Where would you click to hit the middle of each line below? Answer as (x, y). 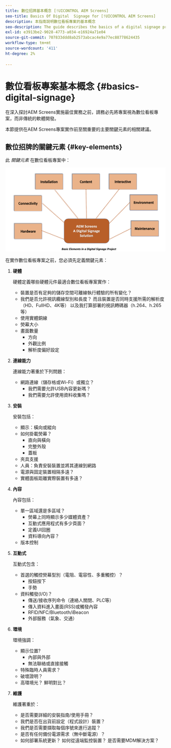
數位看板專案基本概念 (50, 86)
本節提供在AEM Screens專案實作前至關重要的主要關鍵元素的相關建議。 (80, 129)
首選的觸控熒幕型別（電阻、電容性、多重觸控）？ (72, 575)
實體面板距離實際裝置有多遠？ (51, 478)
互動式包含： (26, 564)
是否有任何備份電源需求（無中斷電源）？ (63, 734)
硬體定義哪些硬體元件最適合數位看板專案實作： (62, 282)
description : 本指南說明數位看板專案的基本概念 (50, 21)
